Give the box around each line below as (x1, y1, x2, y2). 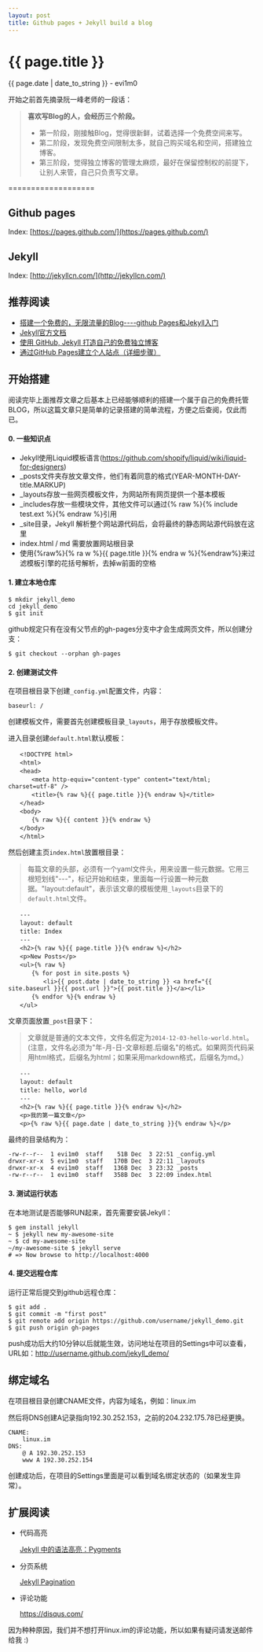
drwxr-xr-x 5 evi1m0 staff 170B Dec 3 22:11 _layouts (8, 1157, 206, 1165)
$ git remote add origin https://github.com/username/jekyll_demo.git (8, 1317, 244, 1325)
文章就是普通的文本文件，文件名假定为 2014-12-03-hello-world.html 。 (27, 1033, 254, 1042)
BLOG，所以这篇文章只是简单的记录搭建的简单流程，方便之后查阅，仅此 (8, 404, 240, 414)
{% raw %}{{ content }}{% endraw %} (31, 816, 152, 824)
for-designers (19, 462, 64, 471)
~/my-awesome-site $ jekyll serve (8, 1244, 122, 1252)
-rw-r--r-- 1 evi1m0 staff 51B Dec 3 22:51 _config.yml (8, 1150, 216, 1159)
